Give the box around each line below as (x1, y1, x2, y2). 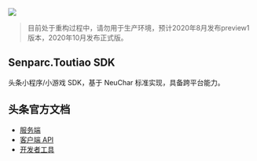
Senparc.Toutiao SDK (8, 56, 116, 70)
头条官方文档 (8, 103, 71, 116)
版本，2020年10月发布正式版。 (27, 33, 128, 42)
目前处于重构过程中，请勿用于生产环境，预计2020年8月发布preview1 (27, 23, 250, 32)
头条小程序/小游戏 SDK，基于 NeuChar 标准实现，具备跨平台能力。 (8, 77, 225, 87)
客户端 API (19, 134, 54, 144)
